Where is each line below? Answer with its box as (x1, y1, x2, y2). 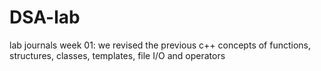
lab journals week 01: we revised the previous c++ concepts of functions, (9, 39, 312, 51)
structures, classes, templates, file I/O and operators (9, 49, 226, 61)
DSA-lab (9, 6, 81, 29)
